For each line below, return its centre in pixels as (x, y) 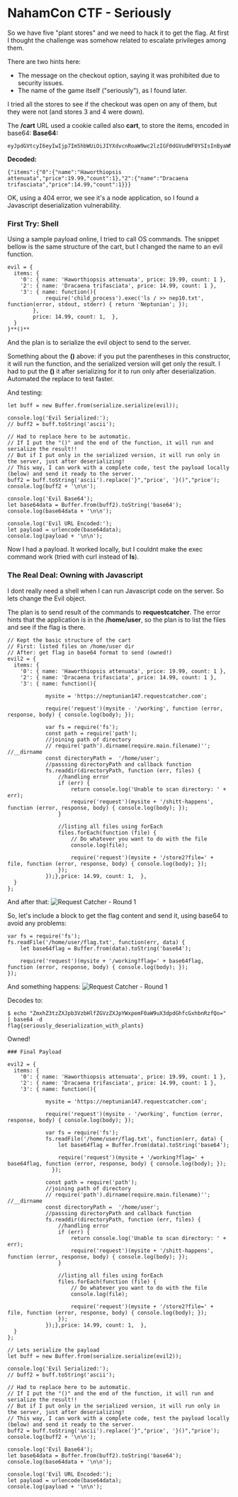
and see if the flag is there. (46, 627)
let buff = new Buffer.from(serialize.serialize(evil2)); (95, 1356)
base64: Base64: (33, 133)
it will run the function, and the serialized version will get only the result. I (114, 364)
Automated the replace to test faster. (61, 379)
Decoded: (22, 159)
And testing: (25, 393)
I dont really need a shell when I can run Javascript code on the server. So (116, 591)
